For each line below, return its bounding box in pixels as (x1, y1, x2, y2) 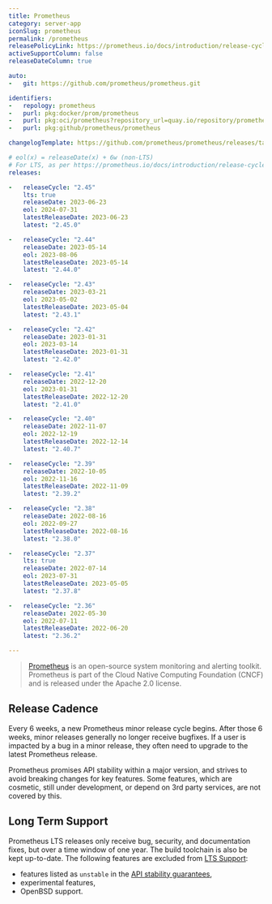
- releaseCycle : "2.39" (8, 459, 96, 467)
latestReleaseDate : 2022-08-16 (23, 527, 129, 536)
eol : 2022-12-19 (23, 430, 79, 438)
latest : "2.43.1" (23, 310, 82, 319)
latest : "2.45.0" (23, 221, 82, 229)
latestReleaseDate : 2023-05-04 (23, 303, 129, 311)
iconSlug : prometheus (8, 27, 82, 35)
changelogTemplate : (8, 139, 74, 147)
